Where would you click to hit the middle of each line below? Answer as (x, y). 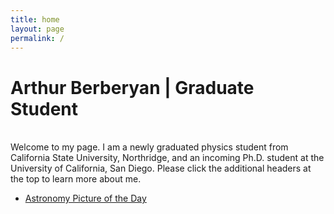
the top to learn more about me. (76, 179)
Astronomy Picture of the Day (85, 198)
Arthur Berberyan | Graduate (132, 87)
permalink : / (37, 38)
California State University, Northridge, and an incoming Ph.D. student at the (167, 158)
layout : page (37, 29)
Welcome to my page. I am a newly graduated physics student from (149, 147)
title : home (35, 19)
